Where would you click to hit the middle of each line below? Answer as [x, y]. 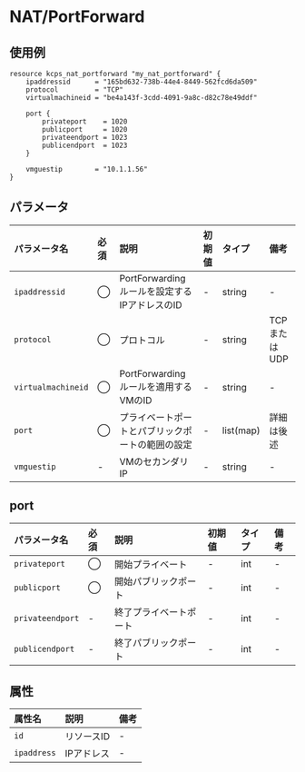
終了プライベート [151, 612]
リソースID [88, 737]
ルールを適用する [156, 386]
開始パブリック [146, 581]
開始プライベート [151, 564]
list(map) [241, 431]
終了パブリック [146, 642]
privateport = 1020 [85, 122]
